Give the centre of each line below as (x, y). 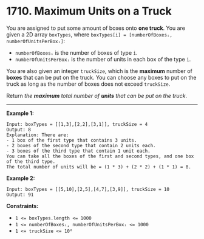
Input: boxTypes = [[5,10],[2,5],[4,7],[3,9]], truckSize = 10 (88, 189)
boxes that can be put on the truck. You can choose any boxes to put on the (101, 77)
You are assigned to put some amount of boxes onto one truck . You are (96, 28)
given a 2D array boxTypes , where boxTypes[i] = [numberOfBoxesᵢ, (90, 34)
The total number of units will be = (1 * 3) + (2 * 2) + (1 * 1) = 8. (99, 167)
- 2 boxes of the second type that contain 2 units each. (81, 145)
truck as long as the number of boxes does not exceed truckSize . (88, 84)
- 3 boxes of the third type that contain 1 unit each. (78, 151)
